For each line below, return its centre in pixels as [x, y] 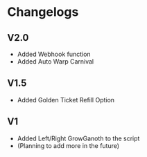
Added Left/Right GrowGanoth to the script [78, 138]
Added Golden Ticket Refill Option [66, 100]
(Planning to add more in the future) [68, 145]
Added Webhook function [54, 54]
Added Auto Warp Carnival [55, 62]
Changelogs [43, 12]
